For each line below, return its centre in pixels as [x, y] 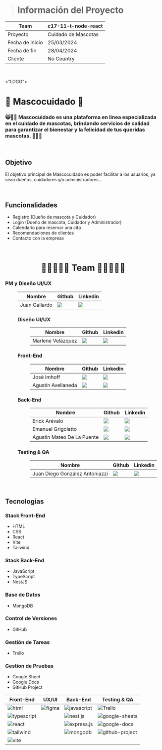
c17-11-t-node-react [75, 26]
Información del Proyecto [70, 10]
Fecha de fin [22, 50]
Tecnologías [25, 501]
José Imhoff [46, 377]
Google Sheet [26, 677]
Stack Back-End [25, 560]
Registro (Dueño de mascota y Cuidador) [54, 217]
